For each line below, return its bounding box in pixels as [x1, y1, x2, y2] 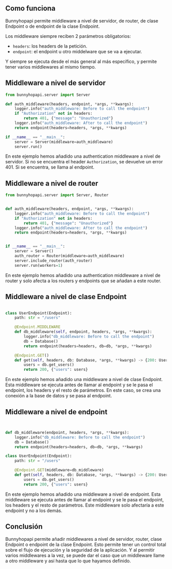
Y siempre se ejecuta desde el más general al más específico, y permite [5, 58, 157, 65]
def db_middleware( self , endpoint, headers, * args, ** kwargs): [14, 329, 153, 334]
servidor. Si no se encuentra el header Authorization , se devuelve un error [5, 159, 163, 165]
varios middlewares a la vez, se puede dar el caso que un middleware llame [5, 552, 165, 558]
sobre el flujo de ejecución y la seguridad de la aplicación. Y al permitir [5, 546, 155, 553]
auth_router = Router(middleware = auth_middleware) [14, 254, 125, 259]
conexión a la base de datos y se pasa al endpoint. [5, 393, 112, 399]
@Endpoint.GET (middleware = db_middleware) [14, 468, 104, 473]
